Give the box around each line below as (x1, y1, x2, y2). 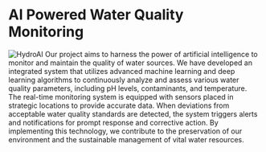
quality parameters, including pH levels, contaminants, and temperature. (8, 83, 248, 93)
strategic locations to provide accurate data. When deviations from (8, 101, 230, 110)
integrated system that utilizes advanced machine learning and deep (8, 66, 235, 76)
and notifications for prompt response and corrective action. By (8, 117, 219, 127)
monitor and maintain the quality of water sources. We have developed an (8, 58, 253, 68)
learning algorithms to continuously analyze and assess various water (8, 75, 239, 84)
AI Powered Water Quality (8, 6, 184, 24)
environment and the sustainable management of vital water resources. (8, 134, 245, 144)
